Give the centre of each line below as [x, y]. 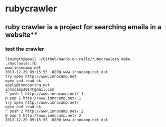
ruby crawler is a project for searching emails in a [83, 27]
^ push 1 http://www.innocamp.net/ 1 [44, 94]
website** [22, 34]
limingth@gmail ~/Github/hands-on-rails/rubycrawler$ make [68, 59]
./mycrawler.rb [21, 63]
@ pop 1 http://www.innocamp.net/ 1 [43, 98]
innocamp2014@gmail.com [30, 89]
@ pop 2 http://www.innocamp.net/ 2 [43, 115]
